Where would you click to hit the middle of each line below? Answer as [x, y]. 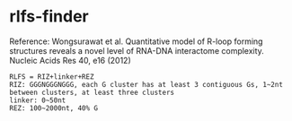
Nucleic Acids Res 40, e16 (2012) [71, 60]
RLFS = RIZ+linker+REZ [52, 77]
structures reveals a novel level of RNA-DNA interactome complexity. [137, 50]
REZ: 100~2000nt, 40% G [54, 108]
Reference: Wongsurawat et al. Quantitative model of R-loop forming [136, 41]
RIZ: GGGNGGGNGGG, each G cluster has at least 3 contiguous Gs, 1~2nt [146, 84]
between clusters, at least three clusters [92, 92]
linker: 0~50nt [38, 100]
